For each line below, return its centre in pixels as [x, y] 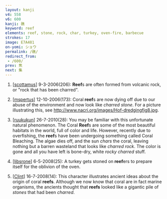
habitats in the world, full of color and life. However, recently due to [82, 130]
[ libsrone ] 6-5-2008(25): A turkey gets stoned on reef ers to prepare [82, 161]
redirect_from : [21, 56]
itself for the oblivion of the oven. [46, 166]
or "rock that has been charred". [45, 90]
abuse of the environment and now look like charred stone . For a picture [86, 105]
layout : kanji [20, 10]
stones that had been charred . [43, 192]
